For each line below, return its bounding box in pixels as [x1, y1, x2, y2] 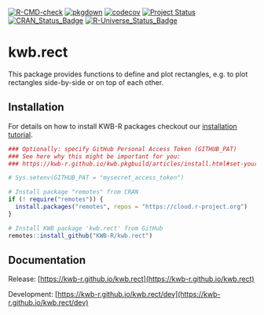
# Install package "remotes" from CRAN [8, 188, 139, 196]
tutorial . [8, 130, 33, 139]
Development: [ [8, 290, 58, 299]
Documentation [8, 253, 86, 267]
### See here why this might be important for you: [8, 152, 181, 161]
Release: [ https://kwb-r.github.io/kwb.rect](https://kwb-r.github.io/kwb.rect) [8, 274, 255, 283]
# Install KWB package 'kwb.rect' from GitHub [8, 224, 163, 232]
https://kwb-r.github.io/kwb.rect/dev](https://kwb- [57, 290, 221, 299]
